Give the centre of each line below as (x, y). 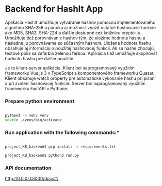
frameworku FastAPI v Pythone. (37, 88)
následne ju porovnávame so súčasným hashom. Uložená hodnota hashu (78, 43)
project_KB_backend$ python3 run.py (42, 156)
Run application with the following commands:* (62, 132)
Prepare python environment (40, 101)
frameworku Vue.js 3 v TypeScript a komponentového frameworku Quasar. (80, 73)
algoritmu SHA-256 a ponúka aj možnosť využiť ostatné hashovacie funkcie (81, 27)
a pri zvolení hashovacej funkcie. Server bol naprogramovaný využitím (75, 83)
